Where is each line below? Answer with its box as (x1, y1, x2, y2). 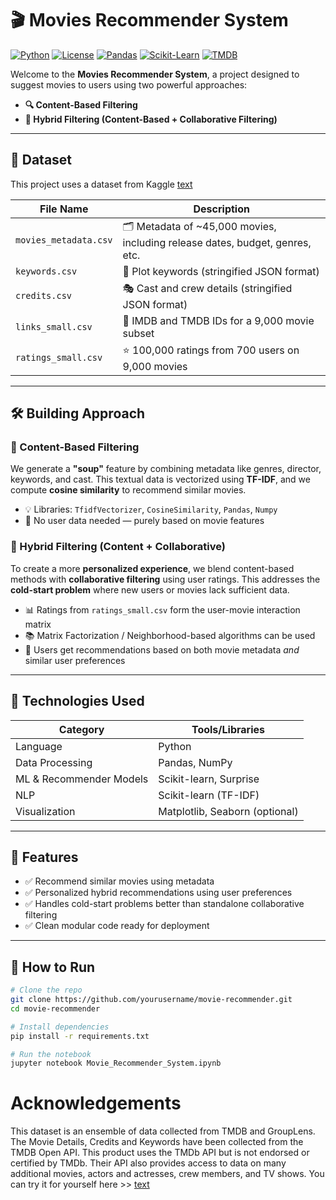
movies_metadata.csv (15, 235, 113, 246)
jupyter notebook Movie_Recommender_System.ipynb (10, 1058, 222, 1069)
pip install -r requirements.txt (10, 1031, 150, 1041)
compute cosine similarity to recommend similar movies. (10, 484, 247, 496)
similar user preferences (24, 654, 126, 666)
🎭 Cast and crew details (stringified (122, 281, 293, 295)
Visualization (15, 804, 76, 818)
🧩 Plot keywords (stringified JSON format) (122, 264, 320, 278)
